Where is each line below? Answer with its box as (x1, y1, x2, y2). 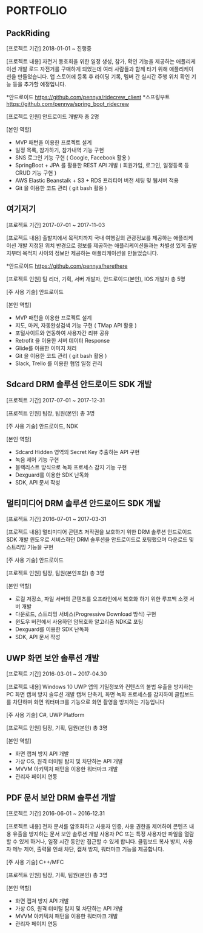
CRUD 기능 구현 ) (15, 169, 56, 176)
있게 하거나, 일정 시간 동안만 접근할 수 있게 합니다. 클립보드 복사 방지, (19, 838, 182, 845)
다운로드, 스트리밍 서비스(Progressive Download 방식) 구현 (15, 610, 156, 618)
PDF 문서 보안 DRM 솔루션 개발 (6, 792, 116, 803)
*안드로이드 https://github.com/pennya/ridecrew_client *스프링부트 (6, 94, 170, 100)
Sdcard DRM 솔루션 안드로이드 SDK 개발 (6, 379, 152, 390)
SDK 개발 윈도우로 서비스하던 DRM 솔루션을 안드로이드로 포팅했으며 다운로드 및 (6, 536, 194, 543)
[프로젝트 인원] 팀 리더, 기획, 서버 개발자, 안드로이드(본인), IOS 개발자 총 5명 (6, 275, 186, 282)
